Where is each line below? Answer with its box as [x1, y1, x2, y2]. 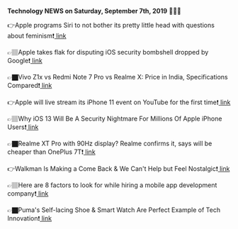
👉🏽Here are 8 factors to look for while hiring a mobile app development [7, 181, 217, 189]
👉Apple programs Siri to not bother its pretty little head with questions [7, 21, 215, 29]
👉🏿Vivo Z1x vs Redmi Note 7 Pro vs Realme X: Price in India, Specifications [7, 73, 228, 81]
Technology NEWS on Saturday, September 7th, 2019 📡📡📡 [7, 7, 182, 15]
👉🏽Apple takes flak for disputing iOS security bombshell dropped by [7, 48, 209, 56]
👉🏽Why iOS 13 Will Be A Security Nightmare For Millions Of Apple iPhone [7, 114, 222, 123]
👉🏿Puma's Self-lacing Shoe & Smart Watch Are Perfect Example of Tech [7, 206, 221, 214]
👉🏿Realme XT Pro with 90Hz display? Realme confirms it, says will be [7, 139, 212, 147]
